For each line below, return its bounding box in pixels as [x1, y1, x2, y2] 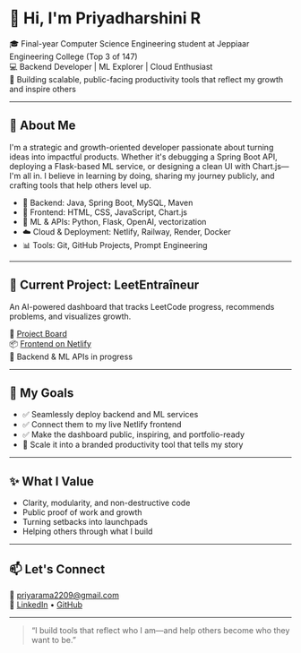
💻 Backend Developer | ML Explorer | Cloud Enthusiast [9, 61, 213, 72]
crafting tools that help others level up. [9, 179, 152, 191]
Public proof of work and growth [21, 507, 142, 518]
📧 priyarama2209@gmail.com [9, 590, 119, 600]
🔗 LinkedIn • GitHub [9, 599, 83, 610]
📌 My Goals [9, 385, 74, 400]
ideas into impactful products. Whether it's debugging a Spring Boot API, [9, 151, 278, 162]
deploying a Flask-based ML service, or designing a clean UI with [9, 160, 251, 171]
